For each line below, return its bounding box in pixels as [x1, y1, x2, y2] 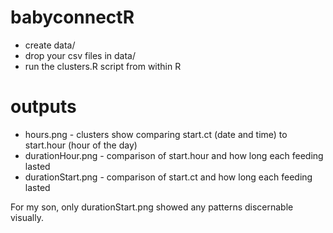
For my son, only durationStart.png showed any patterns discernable [10, 201, 294, 213]
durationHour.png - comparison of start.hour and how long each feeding [24, 149, 324, 161]
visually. [10, 211, 44, 223]
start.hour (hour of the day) [24, 139, 138, 151]
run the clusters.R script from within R [24, 60, 182, 72]
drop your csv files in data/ [24, 49, 137, 61]
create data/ [24, 39, 76, 51]
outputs [10, 96, 77, 118]
